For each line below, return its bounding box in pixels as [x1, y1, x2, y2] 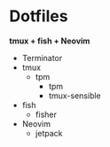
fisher [35, 109, 58, 120]
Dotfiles [9, 6, 68, 27]
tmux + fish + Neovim [9, 35, 90, 46]
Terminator [21, 52, 63, 63]
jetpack [35, 128, 63, 138]
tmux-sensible [48, 90, 102, 101]
